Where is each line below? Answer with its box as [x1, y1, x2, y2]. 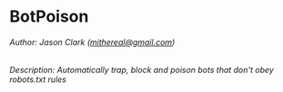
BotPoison [9, 6, 89, 27]
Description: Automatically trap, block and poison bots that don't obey [9, 65, 275, 76]
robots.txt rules [9, 74, 66, 85]
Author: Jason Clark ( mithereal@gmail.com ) [9, 36, 176, 47]
